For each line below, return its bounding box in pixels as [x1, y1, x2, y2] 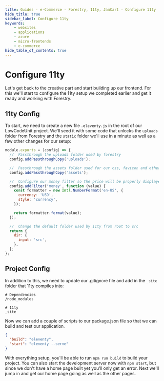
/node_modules [5, 296, 34, 301]
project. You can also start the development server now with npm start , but [5, 360, 156, 366]
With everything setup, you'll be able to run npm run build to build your [5, 355, 148, 361]
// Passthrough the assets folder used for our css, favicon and [9, 166, 147, 170]
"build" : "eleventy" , [9, 337, 54, 342]
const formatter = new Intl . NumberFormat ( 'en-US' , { [14, 188, 123, 193]
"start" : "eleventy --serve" [9, 341, 69, 347]
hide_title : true [5, 12, 41, 17]
